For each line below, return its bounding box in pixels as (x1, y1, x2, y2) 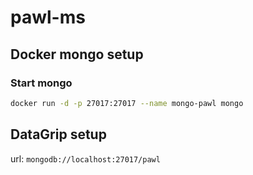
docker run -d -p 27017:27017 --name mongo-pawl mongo (10, 98, 244, 108)
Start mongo (10, 76, 73, 90)
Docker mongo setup (10, 46, 144, 63)
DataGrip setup (10, 126, 107, 143)
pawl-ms (10, 6, 86, 29)
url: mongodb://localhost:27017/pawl (10, 152, 161, 165)
